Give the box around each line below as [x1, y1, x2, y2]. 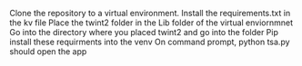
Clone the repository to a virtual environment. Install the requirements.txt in [9, 8, 291, 18]
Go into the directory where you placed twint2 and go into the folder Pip [9, 27, 279, 37]
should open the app [9, 46, 87, 57]
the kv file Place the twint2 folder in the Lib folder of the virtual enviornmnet [9, 17, 294, 28]
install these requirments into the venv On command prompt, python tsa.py [9, 36, 290, 47]
